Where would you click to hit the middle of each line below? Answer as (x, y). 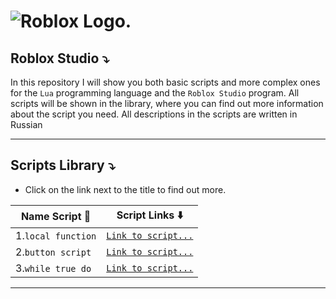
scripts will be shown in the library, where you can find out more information (167, 103)
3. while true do (53, 268)
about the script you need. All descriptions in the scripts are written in (154, 114)
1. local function (56, 235)
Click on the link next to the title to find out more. (125, 189)
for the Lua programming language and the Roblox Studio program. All (155, 93)
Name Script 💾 (56, 217)
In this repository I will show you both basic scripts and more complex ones (165, 82)
